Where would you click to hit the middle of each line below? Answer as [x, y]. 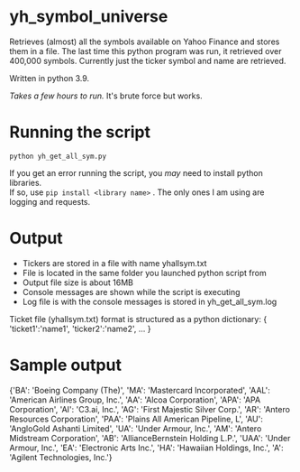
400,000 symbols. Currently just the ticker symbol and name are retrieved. [148, 60]
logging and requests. [50, 201]
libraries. [26, 182]
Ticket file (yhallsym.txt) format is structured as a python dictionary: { [138, 319]
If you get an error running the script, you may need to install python [136, 172]
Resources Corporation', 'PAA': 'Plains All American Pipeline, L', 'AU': [136, 419]
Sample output [65, 365]
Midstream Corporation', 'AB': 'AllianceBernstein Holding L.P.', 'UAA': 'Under [150, 438]
